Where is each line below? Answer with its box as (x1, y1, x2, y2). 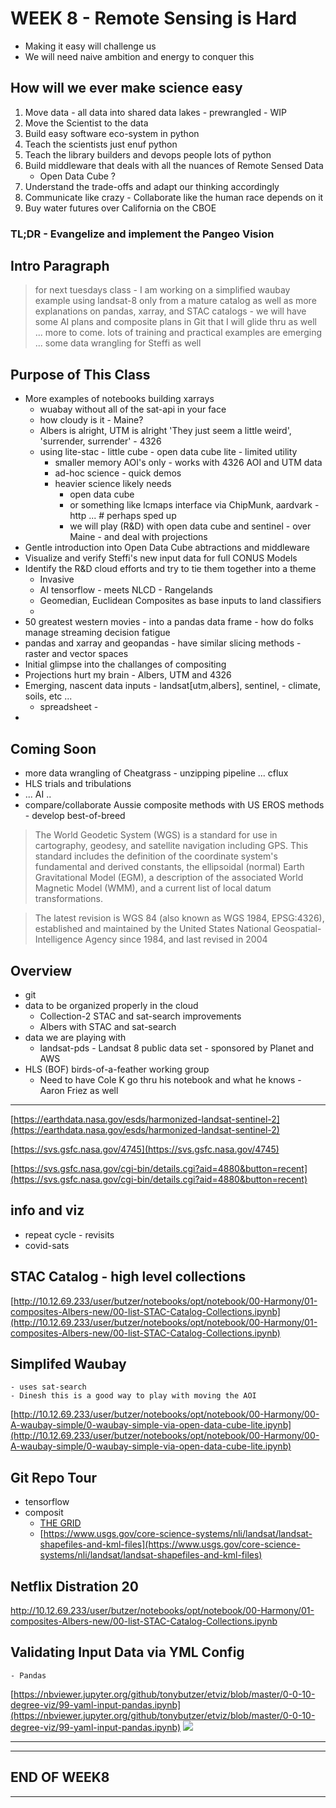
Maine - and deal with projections (69, 531, 208, 543)
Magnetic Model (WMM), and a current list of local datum (34, 882, 272, 894)
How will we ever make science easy (10, 80, 243, 97)
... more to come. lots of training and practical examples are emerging (34, 327, 322, 339)
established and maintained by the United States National (34, 923, 272, 935)
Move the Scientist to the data (24, 117, 149, 129)
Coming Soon (10, 740, 97, 757)
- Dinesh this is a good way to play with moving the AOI (10, 1391, 257, 1401)
